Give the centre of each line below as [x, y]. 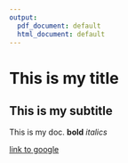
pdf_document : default [59, 26]
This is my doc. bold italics [59, 132]
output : [24, 17]
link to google [34, 150]
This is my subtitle [61, 111]
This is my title [64, 78]
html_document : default [61, 34]
